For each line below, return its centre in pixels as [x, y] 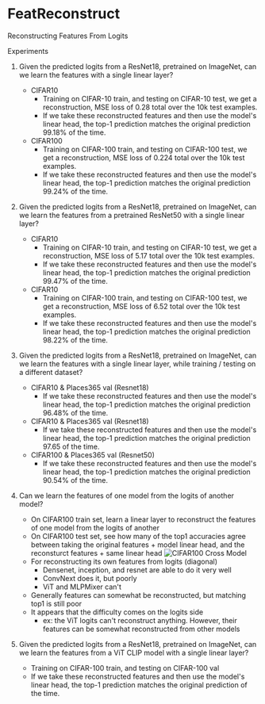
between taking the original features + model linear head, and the [138, 545]
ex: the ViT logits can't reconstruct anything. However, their [140, 620]
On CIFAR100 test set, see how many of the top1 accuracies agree [138, 536]
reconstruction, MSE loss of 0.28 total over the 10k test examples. [150, 107]
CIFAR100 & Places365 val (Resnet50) [93, 455]
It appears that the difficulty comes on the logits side [117, 612]
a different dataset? [51, 372]
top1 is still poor [56, 603]
